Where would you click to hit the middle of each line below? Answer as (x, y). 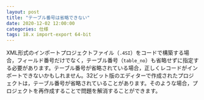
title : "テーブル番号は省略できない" (48, 18)
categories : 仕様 (27, 29)
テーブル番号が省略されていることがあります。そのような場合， (113, 84)
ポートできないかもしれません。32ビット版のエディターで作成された (92, 76)
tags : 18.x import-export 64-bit (49, 35)
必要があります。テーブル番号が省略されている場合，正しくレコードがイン (105, 68)
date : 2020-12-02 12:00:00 (41, 23)
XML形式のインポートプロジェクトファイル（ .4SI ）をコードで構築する (95, 53)
